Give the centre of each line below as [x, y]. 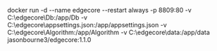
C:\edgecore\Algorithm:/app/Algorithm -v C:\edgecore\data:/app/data [108, 32]
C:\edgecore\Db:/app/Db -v [48, 17]
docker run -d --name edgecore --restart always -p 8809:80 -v [99, 10]
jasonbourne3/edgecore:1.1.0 [49, 40]
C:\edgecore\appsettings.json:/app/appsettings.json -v [87, 25]
